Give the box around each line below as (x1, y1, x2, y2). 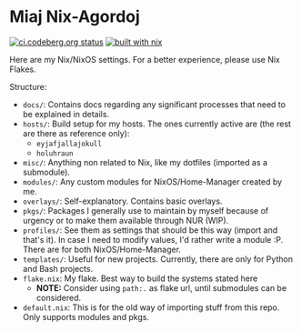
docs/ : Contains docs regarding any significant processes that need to (22, 98, 287, 110)
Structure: (9, 81, 47, 92)
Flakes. (9, 64, 36, 75)
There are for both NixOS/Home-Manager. (22, 244, 182, 255)
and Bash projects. (22, 263, 94, 274)
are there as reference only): (22, 127, 130, 138)
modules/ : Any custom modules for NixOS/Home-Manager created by (22, 176, 283, 187)
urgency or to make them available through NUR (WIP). (22, 215, 229, 226)
